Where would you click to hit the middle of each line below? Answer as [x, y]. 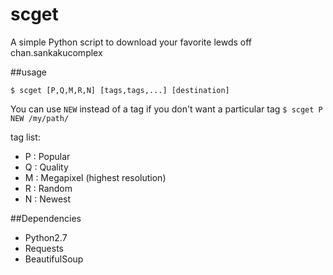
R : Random [48, 188]
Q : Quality [46, 167]
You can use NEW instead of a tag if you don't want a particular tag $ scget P [166, 109]
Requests [44, 248]
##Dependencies [46, 218]
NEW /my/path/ [40, 118]
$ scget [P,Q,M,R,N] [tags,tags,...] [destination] [120, 90]
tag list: [25, 137]
